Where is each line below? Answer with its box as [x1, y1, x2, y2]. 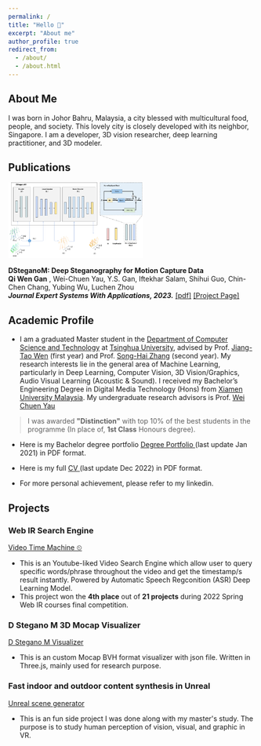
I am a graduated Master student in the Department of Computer [19, 334, 229, 344]
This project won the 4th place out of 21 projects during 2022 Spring [19, 591, 244, 601]
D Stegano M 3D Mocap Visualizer [8, 620, 141, 631]
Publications [8, 161, 71, 174]
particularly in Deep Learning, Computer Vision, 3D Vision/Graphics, [19, 368, 241, 377]
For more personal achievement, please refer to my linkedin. [19, 479, 214, 488]
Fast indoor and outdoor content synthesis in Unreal [8, 681, 211, 692]
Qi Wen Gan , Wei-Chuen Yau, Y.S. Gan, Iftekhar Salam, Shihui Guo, [8, 275, 227, 284]
